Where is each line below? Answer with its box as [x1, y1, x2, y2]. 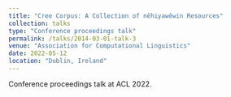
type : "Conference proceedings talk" [8, 27, 137, 35]
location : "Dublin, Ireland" [8, 57, 107, 65]
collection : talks [8, 19, 71, 27]
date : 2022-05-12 [8, 49, 68, 57]
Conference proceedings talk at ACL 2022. [8, 78, 152, 89]
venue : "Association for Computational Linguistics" [8, 42, 191, 50]
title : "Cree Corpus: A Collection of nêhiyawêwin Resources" [8, 11, 224, 20]
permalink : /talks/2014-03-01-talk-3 [8, 34, 137, 43]
